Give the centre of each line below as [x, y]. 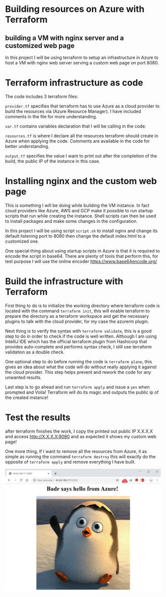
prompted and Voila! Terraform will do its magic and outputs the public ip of [82, 392]
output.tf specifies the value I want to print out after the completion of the [81, 156]
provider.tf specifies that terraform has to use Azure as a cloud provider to [82, 106]
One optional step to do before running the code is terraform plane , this [79, 361]
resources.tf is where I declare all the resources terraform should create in [82, 136]
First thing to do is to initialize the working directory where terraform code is [83, 305]
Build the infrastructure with [64, 281]
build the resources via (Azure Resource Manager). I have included [73, 111]
